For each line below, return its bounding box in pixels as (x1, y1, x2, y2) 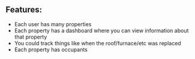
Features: (5, 5, 43, 15)
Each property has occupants (14, 46, 88, 53)
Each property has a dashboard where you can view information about (14, 27, 189, 34)
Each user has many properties (14, 20, 92, 27)
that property (14, 33, 47, 41)
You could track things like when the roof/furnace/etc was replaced (14, 39, 181, 46)
